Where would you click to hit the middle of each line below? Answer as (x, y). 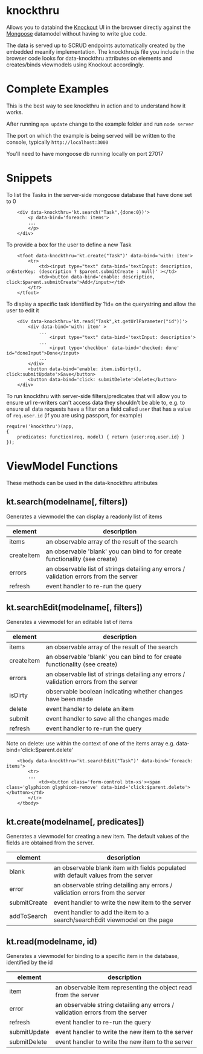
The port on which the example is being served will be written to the (91, 135)
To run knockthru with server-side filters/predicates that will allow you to (97, 396)
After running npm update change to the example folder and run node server (100, 124)
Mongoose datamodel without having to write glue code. (76, 33)
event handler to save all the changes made (107, 719)
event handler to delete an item (90, 709)
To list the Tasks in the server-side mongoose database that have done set (99, 194)
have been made (69, 699)
